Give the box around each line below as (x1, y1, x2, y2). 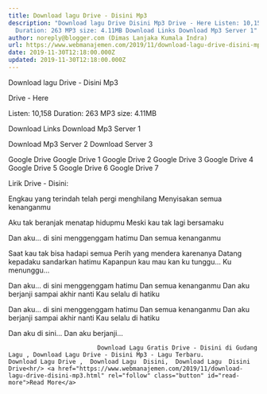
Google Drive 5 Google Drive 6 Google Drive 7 (8, 163, 159, 172)
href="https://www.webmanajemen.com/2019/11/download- (58, 365, 244, 373)
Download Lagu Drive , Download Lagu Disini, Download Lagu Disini (8, 357, 250, 365)
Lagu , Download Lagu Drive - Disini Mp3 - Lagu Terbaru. (8, 350, 204, 358)
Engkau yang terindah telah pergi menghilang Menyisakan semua (8, 194, 222, 203)
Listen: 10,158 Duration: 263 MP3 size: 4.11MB (8, 108, 157, 118)
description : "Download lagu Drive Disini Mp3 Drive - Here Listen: (8, 19, 240, 27)
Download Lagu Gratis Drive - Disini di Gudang (96, 343, 258, 352)
